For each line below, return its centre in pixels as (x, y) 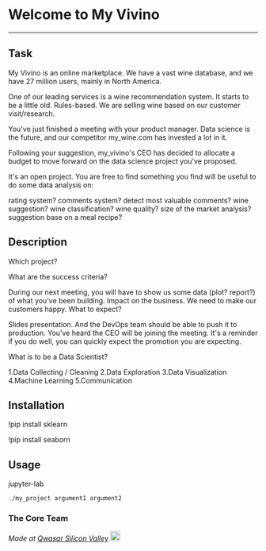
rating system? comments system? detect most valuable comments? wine (129, 200)
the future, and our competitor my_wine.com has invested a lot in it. (118, 137)
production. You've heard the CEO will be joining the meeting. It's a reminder (133, 333)
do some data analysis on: (51, 185)
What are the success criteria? (58, 276)
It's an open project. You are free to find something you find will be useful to (132, 176)
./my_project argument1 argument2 (65, 499)
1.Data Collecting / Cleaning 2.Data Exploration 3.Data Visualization (118, 372)
